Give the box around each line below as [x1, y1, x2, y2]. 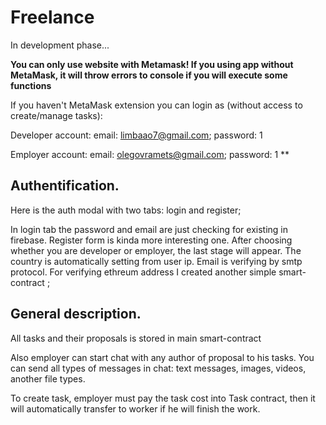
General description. [10, 306, 142, 323]
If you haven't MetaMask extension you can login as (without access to [10, 99, 303, 111]
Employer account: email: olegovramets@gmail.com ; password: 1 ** [10, 148, 290, 160]
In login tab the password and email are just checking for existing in [10, 223, 289, 235]
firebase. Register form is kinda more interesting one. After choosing [10, 234, 293, 246]
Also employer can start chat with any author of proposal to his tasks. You [10, 351, 315, 363]
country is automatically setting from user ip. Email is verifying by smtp [10, 255, 303, 267]
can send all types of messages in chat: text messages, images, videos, [10, 362, 307, 374]
